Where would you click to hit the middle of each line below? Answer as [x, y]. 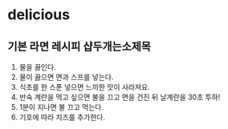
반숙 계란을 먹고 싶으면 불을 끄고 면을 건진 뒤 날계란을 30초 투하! [120, 97]
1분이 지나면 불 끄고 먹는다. [61, 107]
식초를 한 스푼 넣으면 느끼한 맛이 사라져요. [84, 87]
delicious [39, 15]
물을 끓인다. [38, 67]
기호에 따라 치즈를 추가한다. [62, 117]
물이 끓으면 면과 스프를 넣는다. [66, 77]
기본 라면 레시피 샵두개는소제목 [79, 46]
